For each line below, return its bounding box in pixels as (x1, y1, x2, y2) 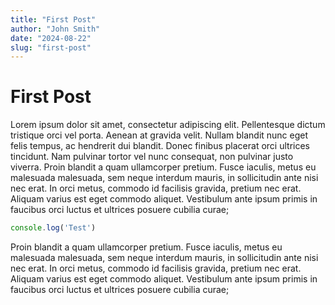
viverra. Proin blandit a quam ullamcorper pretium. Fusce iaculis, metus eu (10, 161, 317, 173)
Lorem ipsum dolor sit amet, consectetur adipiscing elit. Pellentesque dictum (10, 119, 326, 131)
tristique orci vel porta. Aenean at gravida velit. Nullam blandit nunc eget (10, 129, 309, 141)
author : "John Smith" (10, 24, 101, 34)
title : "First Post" (10, 14, 97, 25)
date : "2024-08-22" (10, 33, 92, 43)
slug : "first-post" (10, 42, 92, 53)
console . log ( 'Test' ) (10, 223, 97, 233)
